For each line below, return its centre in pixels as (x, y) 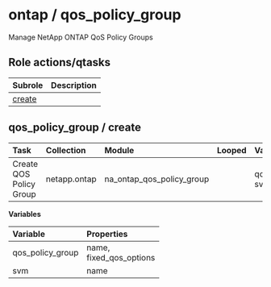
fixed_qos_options (121, 257)
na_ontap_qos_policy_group (157, 179)
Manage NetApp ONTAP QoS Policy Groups (81, 37)
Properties (107, 234)
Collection (66, 150)
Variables (25, 214)
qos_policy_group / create (75, 128)
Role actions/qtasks (60, 62)
